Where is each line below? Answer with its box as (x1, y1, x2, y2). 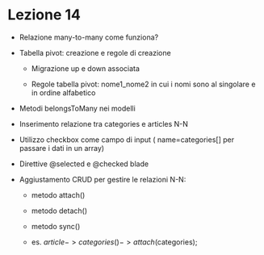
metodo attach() (31, 190, 86, 199)
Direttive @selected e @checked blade (19, 159, 149, 169)
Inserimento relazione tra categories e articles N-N (19, 119, 189, 128)
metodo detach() (31, 206, 88, 215)
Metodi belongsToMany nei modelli (19, 103, 136, 113)
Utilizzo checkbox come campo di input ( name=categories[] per (19, 135, 235, 144)
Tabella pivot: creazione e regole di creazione (19, 48, 171, 57)
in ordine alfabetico (31, 87, 96, 98)
